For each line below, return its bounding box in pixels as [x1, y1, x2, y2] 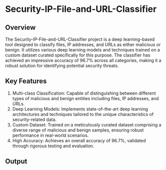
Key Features [5, 77, 47, 85]
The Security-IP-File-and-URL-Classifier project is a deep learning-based [5, 36, 155, 42]
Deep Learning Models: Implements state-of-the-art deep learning [12, 106, 148, 112]
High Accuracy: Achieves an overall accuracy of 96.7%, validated [12, 137, 146, 143]
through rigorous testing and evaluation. [12, 143, 95, 149]
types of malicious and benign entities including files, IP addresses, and [12, 95, 159, 101]
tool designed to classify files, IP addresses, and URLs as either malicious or [5, 42, 161, 48]
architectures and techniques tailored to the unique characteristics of [12, 111, 154, 117]
